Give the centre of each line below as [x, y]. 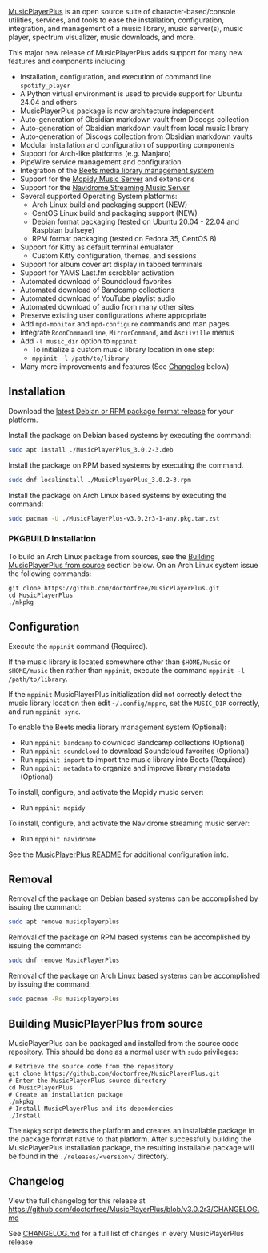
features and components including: [68, 61]
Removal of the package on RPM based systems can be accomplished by [129, 937]
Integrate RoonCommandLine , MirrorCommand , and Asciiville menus [127, 333]
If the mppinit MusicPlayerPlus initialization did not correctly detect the [125, 694]
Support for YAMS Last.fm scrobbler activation [97, 273]
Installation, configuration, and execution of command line [116, 77]
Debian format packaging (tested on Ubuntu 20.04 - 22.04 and [136, 221]
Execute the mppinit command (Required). [78, 646]
